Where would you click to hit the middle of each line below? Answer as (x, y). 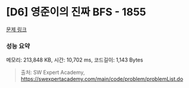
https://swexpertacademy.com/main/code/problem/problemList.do (102, 79)
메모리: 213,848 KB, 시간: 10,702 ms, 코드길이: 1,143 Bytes (75, 60)
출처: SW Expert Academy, (53, 72)
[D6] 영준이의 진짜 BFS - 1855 (76, 12)
